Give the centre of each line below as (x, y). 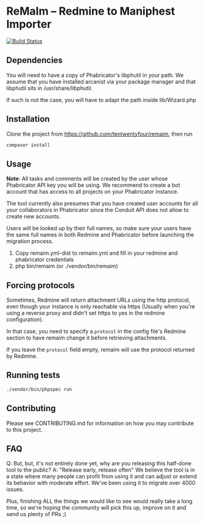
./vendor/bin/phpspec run (39, 389)
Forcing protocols (40, 285)
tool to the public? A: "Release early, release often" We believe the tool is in (100, 470)
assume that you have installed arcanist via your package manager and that (101, 81)
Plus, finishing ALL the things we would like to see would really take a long (100, 501)
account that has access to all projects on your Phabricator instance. (93, 192)
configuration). (25, 319)
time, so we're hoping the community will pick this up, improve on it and (97, 508)
